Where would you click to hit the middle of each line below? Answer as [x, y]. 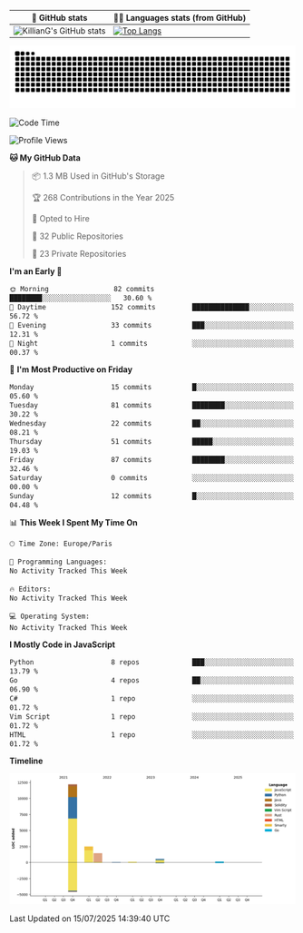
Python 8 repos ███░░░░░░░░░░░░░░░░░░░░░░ [152, 663]
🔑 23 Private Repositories [79, 254]
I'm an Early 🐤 [36, 271]
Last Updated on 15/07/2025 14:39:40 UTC [90, 918]
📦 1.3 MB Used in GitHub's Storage [98, 176]
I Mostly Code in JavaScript [63, 644]
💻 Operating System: [50, 616]
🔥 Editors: [30, 589]
